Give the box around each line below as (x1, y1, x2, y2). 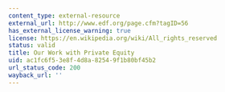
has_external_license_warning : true (8, 26, 131, 34)
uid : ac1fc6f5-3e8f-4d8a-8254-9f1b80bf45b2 (8, 57, 157, 65)
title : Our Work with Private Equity (8, 49, 135, 57)
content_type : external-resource (8, 11, 121, 20)
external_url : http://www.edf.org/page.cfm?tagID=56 (8, 19, 189, 27)
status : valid (8, 42, 56, 50)
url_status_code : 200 (8, 64, 81, 72)
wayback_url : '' (8, 71, 63, 79)
